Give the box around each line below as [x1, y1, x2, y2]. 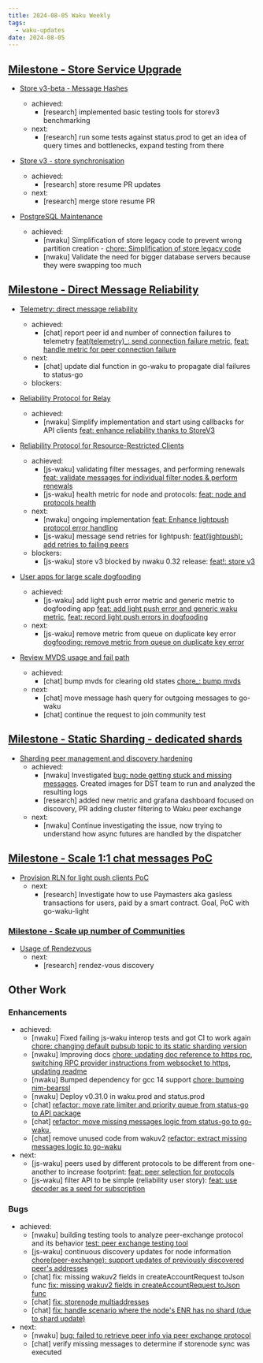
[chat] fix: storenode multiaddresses [31, 1297, 150, 1306]
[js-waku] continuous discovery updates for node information [31, 1246, 232, 1256]
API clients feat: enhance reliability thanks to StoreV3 [43, 425, 215, 434]
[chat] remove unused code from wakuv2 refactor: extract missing [31, 1134, 247, 1143]
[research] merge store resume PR [43, 196, 156, 206]
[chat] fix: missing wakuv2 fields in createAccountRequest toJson [31, 1272, 245, 1281]
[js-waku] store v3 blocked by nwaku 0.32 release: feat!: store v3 [43, 557, 256, 566]
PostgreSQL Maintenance [19, 212, 103, 222]
